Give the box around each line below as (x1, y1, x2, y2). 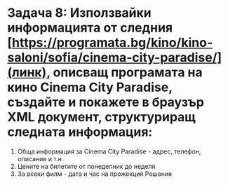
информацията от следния (7, 20, 173, 36)
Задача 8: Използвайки (7, 5, 152, 21)
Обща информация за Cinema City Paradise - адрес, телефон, (17, 147, 201, 156)
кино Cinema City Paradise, (7, 79, 173, 95)
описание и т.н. (17, 154, 64, 163)
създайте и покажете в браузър (7, 95, 205, 110)
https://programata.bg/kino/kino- (11, 35, 213, 50)
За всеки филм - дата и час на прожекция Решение (17, 170, 173, 178)
